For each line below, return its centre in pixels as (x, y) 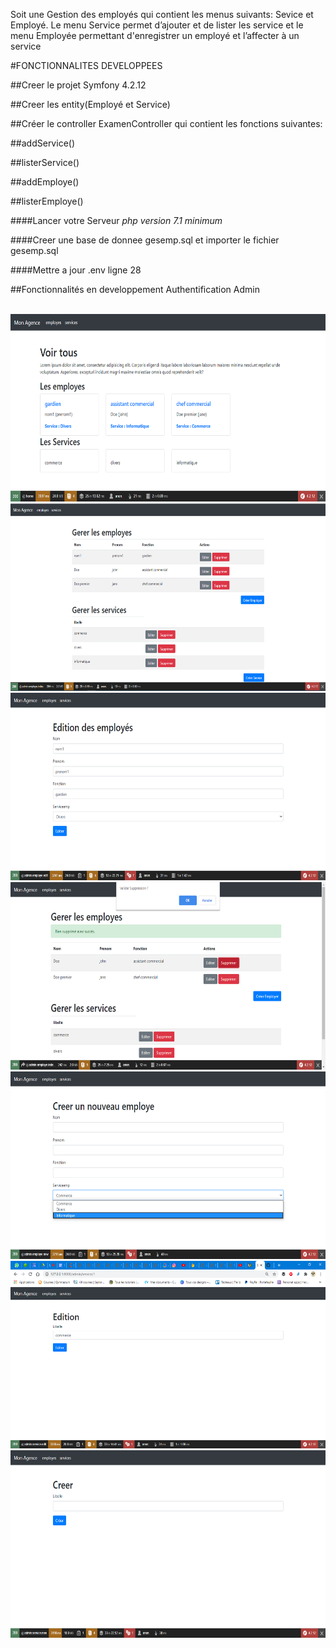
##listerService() (45, 162)
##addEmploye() (45, 182)
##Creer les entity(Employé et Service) (90, 104)
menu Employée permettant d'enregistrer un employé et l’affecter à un (155, 35)
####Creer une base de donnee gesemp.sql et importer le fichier (145, 240)
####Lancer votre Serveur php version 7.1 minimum (116, 220)
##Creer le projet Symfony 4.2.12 (78, 85)
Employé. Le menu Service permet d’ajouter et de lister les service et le (157, 25)
